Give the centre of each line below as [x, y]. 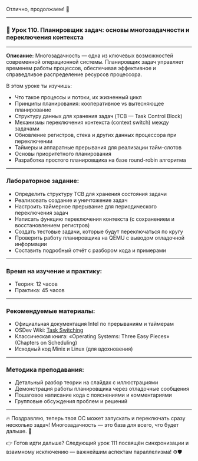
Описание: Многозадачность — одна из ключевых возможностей [90, 55]
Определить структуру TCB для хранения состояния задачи [90, 194]
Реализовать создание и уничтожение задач [71, 200]
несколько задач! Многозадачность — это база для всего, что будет [93, 425]
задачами [27, 129]
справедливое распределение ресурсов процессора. [74, 74]
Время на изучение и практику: [54, 271]
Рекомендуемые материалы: [51, 311]
